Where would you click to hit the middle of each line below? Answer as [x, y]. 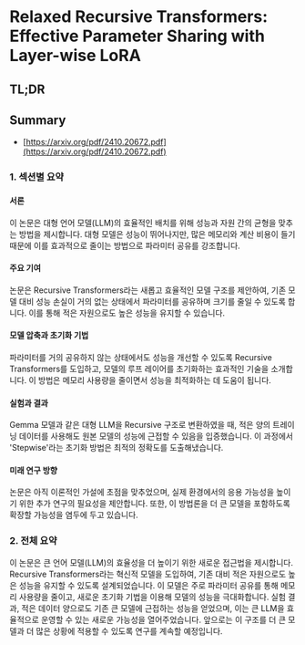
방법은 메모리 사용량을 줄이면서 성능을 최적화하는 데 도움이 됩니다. [154, 380]
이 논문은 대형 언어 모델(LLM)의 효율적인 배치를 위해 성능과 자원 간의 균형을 [143, 223]
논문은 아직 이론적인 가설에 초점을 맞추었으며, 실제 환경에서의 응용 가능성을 [142, 492]
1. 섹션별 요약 [37, 177]
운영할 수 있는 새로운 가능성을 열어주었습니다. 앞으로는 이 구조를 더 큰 [163, 619]
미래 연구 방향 [33, 470]
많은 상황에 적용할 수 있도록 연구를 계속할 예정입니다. [129, 630]
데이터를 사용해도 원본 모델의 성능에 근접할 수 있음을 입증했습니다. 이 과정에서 [156, 436]
